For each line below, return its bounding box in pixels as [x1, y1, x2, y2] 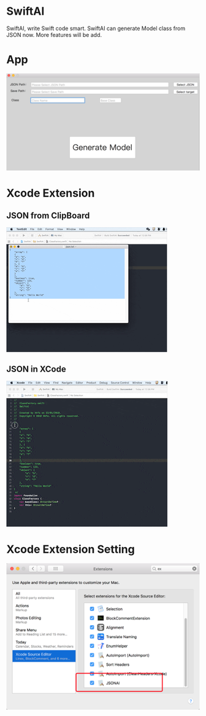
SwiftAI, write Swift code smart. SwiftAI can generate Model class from [6, 25, 186, 32]
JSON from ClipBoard [6, 211, 90, 221]
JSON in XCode [6, 364, 66, 375]
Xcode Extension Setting [6, 542, 135, 556]
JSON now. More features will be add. [6, 31, 102, 38]
